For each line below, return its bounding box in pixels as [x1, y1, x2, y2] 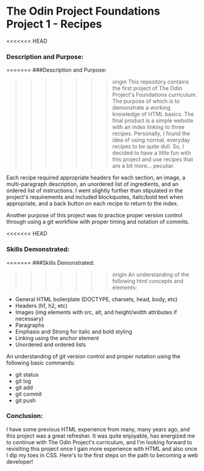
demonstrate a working [112, 104, 171, 111]
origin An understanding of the [112, 271, 189, 278]
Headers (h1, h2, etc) [15, 302, 68, 309]
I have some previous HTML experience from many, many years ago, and [6, 425, 190, 433]
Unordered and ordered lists [15, 341, 86, 348]
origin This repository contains [112, 78, 189, 86]
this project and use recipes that [112, 156, 194, 163]
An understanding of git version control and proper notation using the [6, 352, 181, 360]
